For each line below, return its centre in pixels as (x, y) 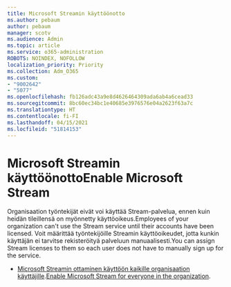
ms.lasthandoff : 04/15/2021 (48, 122)
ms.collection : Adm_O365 (43, 71)
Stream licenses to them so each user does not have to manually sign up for (115, 248)
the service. (24, 255)
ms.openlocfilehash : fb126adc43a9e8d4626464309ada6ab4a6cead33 (100, 97)
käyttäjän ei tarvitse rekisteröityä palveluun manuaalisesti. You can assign (111, 241)
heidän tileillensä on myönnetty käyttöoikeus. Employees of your (98, 219)
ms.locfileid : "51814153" (44, 129)
